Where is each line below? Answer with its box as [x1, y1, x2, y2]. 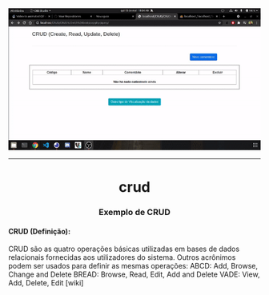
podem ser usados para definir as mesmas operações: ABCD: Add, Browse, [8, 261, 259, 271]
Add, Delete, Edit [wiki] [8, 278, 84, 288]
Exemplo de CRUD [98, 207, 171, 218]
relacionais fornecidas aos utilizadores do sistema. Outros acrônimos [8, 253, 236, 262]
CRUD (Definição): [8, 226, 70, 236]
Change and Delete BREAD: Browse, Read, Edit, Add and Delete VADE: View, [8, 269, 260, 279]
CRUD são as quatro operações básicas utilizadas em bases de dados [8, 244, 240, 254]
